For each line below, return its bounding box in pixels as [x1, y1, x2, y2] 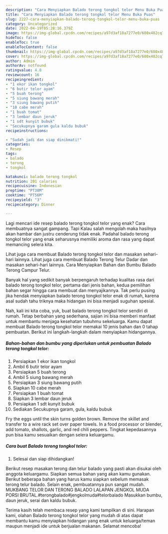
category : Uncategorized [5, 21, 57, 26]
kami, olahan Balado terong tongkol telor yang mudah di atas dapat [5, 512, 144, 518]
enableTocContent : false [5, 44, 57, 49]
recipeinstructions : [5, 128, 49, 133]
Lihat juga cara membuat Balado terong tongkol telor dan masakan [5, 251, 143, 257]
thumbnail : [5, 49, 28, 54]
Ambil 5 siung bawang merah [12, 374, 73, 380]
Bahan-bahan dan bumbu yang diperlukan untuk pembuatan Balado [5, 340, 152, 346]
